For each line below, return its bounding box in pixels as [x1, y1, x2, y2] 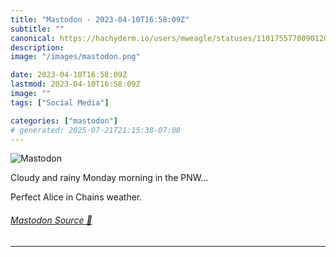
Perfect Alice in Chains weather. [10, 191, 143, 203]
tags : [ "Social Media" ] [10, 97, 110, 108]
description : [10, 42, 65, 53]
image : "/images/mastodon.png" [10, 52, 141, 62]
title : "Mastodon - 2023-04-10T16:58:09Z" [10, 14, 190, 25]
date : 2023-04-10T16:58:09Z [10, 70, 128, 80]
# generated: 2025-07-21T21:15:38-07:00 [10, 125, 182, 135]
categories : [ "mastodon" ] [10, 116, 118, 126]
